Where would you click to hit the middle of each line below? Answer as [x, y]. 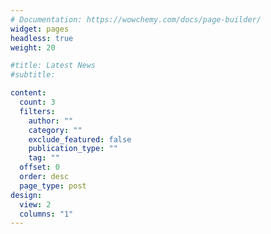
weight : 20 [33, 47]
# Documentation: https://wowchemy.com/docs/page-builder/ [136, 19]
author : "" [51, 121]
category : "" [55, 130]
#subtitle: [33, 75]
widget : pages [40, 29]
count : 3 [37, 102]
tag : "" [44, 158]
